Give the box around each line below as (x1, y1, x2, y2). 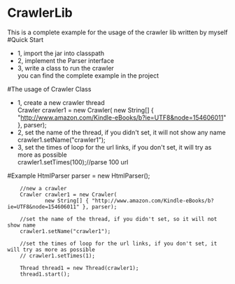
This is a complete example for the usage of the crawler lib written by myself (7, 28, 229, 36)
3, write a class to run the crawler (17, 64, 114, 72)
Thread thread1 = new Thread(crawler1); (20, 264, 139, 271)
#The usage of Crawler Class (7, 85, 92, 93)
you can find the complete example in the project (17, 71, 159, 80)
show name (7, 222, 36, 229)
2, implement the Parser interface (17, 56, 114, 64)
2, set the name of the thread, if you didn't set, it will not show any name (17, 128, 226, 136)
